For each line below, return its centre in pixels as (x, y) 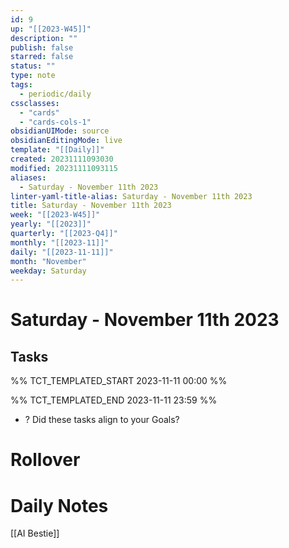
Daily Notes (59, 505)
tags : (21, 85)
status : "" (33, 66)
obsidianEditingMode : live (66, 141)
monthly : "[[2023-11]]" (60, 242)
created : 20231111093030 (62, 159)
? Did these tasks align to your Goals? (102, 420)
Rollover (45, 460)
